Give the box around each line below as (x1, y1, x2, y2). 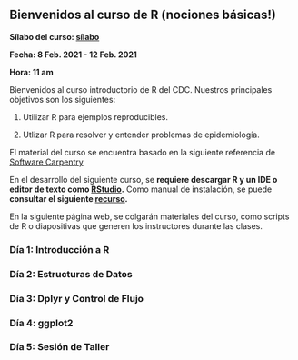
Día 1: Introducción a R (9, 243, 110, 255)
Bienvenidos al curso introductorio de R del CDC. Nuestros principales (9, 84, 273, 95)
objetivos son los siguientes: (9, 94, 116, 105)
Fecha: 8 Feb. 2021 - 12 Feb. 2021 (9, 49, 138, 60)
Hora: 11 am (9, 66, 54, 77)
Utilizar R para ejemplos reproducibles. (22, 111, 169, 122)
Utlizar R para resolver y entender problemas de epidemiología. (22, 129, 261, 140)
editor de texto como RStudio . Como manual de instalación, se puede (9, 184, 273, 195)
